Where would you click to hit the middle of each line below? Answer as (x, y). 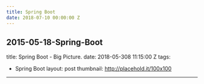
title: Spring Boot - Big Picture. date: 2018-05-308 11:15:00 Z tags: (89, 57)
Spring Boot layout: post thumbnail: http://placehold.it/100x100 (93, 69)
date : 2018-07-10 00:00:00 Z (43, 18)
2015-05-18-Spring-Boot (55, 42)
